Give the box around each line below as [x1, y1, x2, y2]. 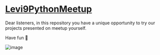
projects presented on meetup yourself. [5, 25, 86, 31]
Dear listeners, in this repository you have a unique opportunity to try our [5, 20, 155, 26]
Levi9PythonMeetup [5, 3, 92, 15]
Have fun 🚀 [5, 35, 28, 41]
